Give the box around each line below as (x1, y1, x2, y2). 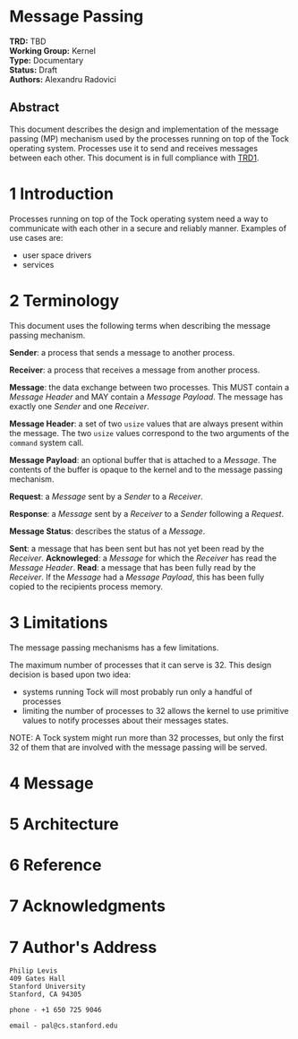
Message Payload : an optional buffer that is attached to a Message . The (9, 454, 277, 465)
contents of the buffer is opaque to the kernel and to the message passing (9, 464, 284, 475)
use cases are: (9, 232, 64, 243)
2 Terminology (9, 290, 120, 311)
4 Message (9, 773, 94, 794)
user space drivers (21, 249, 92, 261)
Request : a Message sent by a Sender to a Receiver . (9, 491, 203, 502)
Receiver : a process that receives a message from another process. (9, 365, 260, 375)
